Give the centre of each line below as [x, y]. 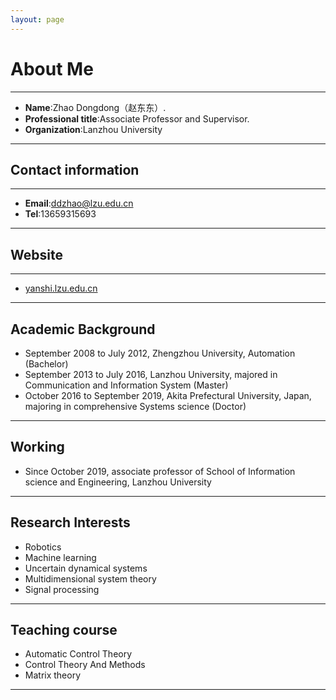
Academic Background [83, 329]
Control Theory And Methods [85, 665]
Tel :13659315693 [60, 214]
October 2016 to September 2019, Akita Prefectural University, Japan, [168, 395]
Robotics [43, 547]
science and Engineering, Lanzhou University [118, 482]
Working [37, 447]
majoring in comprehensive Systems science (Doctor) [135, 406]
